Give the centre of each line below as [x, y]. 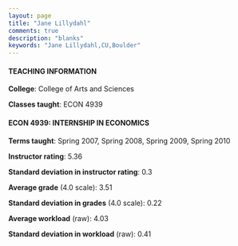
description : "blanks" [46, 38]
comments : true [34, 30]
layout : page [30, 16]
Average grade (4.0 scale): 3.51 [60, 187]
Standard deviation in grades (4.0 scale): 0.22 [85, 203]
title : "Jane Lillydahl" [50, 23]
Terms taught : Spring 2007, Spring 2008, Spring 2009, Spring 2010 [119, 140]
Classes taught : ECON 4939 [56, 104]
